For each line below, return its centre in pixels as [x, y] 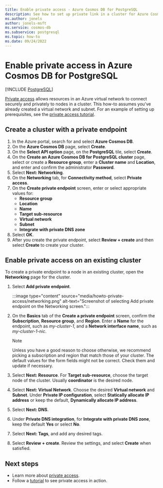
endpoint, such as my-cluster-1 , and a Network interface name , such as [84, 326]
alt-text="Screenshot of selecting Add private [108, 301]
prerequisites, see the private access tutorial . [50, 114]
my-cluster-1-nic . [29, 332]
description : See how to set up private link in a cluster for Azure [77, 14]
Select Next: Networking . [38, 172]
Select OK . [23, 234]
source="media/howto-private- [93, 296]
